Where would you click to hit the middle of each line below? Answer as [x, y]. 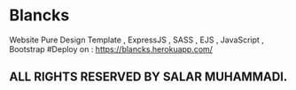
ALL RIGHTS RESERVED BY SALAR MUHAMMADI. [148, 77]
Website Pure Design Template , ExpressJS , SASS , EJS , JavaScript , [136, 40]
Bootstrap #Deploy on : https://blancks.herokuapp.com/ [111, 49]
